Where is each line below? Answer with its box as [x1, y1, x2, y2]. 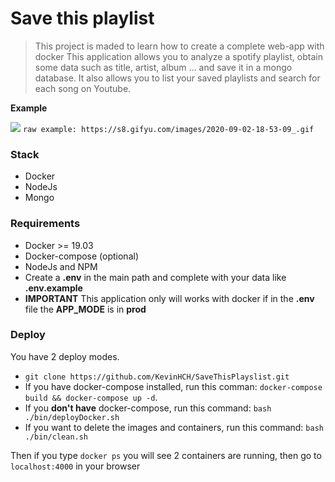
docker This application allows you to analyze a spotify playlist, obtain [34, 50, 323, 62]
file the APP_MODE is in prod [24, 303, 147, 315]
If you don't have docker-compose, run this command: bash [24, 402, 272, 414]
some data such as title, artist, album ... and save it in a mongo [34, 61, 293, 73]
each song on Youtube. [34, 82, 132, 94]
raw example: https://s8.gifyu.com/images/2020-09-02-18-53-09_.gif [22, 124, 315, 134]
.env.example [24, 282, 83, 294]
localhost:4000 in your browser [10, 460, 141, 472]
